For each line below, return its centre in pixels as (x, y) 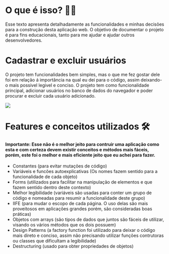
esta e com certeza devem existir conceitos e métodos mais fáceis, (77, 149)
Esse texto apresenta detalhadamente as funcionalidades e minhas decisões (85, 24)
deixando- (151, 79)
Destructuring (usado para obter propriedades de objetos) (73, 246)
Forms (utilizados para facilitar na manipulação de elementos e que (82, 182)
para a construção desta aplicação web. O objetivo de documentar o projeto (84, 29)
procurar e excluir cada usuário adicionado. (50, 96)
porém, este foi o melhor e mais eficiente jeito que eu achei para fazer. (80, 155)
